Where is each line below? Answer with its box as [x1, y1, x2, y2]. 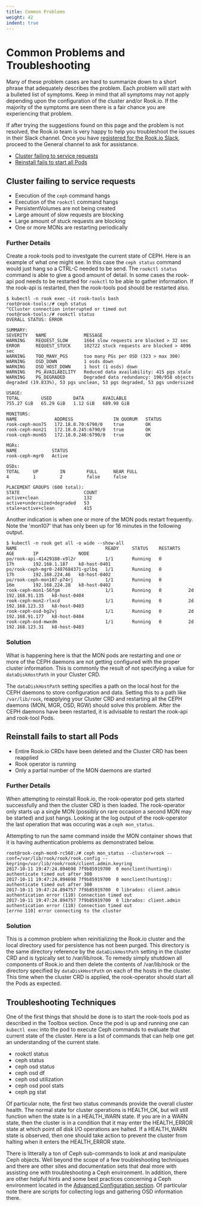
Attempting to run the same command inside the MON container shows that [6, 832, 193, 839]
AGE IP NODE [6, 551, 90, 557]
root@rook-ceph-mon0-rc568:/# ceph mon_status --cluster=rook [6, 850, 165, 856]
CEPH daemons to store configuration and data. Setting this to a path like [6, 688, 187, 696]
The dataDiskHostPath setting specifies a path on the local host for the [6, 682, 179, 690]
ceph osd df [14, 1069, 45, 1076]
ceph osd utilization [14, 1075, 64, 1083]
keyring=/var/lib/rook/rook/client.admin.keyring [6, 860, 133, 866]
